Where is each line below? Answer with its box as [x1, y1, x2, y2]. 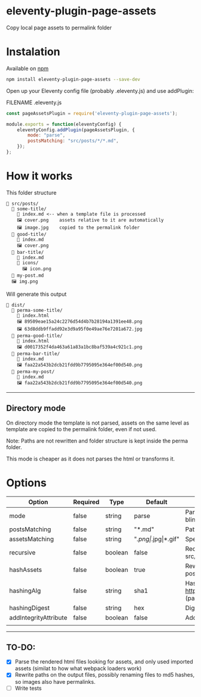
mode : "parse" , [28, 132, 66, 138]
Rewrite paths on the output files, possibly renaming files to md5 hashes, [14, 671, 195, 678]
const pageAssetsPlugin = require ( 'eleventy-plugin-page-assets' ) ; [6, 110, 178, 116]
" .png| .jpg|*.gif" [133, 535, 179, 543]
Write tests [14, 684, 42, 692]
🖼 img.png [11, 278, 38, 284]
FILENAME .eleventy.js [6, 99, 62, 106]
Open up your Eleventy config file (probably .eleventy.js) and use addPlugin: [6, 87, 194, 94]
